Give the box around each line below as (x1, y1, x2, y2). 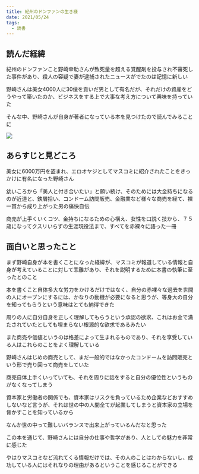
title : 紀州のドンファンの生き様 (6, 8, 78, 15)
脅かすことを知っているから (6, 408, 74, 416)
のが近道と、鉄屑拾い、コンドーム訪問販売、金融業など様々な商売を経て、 (6, 195, 188, 202)
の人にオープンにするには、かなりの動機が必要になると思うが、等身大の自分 (6, 293, 194, 301)
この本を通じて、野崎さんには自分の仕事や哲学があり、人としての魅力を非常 (6, 434, 193, 441)
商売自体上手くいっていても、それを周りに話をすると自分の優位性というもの (6, 374, 193, 381)
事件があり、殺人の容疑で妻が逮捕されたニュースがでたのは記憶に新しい (11, 73, 188, 80)
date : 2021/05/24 (6, 14, 49, 20)
